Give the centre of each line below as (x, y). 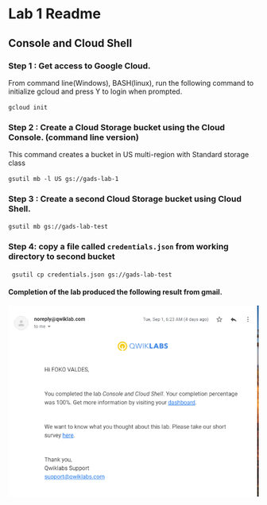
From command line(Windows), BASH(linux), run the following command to (131, 83)
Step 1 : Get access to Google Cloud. (79, 66)
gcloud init (28, 107)
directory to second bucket (62, 256)
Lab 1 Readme (55, 14)
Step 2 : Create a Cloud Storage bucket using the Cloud (116, 127)
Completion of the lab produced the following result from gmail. (115, 292)
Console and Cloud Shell (70, 43)
